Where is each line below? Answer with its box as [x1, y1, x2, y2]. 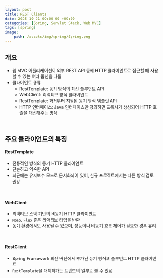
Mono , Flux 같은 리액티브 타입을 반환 [12, 217, 80, 223]
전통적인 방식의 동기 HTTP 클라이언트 [12, 160, 84, 166]
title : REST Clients [5, 12, 47, 17]
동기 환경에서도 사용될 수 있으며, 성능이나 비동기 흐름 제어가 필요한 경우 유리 [12, 223, 157, 229]
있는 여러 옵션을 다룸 [22, 74, 62, 79]
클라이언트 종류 [12, 79, 41, 85]
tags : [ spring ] [5, 25, 36, 30]
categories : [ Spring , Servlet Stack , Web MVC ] [5, 20, 101, 26]
